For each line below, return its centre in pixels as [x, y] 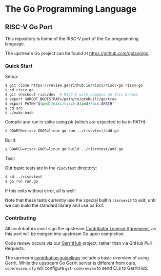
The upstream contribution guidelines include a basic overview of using [77, 258]
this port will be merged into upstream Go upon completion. [65, 234]
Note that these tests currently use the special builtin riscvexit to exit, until [81, 200]
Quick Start [19, 66]
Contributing [20, 218]
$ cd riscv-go [20, 90]
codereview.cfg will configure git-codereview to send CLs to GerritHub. [77, 268]
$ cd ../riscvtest [24, 177]
